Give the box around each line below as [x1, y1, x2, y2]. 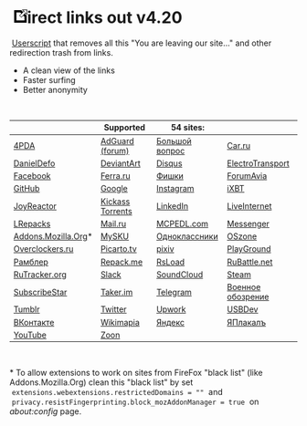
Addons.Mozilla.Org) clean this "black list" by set [9, 377, 194, 388]
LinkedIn [156, 201, 189, 212]
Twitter [100, 304, 127, 315]
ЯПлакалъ [227, 317, 267, 327]
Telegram [156, 286, 192, 297]
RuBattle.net [227, 256, 273, 267]
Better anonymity [22, 84, 89, 95]
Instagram [156, 183, 195, 194]
